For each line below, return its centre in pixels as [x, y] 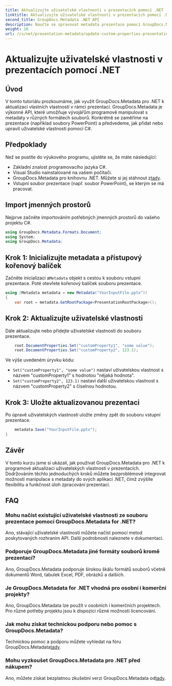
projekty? [17, 594]
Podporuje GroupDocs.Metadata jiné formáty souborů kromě [83, 552]
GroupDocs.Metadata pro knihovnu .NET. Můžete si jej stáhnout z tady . [87, 178]
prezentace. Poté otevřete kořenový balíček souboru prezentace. [74, 284]
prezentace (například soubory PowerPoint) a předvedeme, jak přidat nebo [84, 123]
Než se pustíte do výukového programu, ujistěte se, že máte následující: [81, 157]
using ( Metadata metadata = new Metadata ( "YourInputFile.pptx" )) [76, 293]
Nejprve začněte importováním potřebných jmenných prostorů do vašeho [83, 217]
